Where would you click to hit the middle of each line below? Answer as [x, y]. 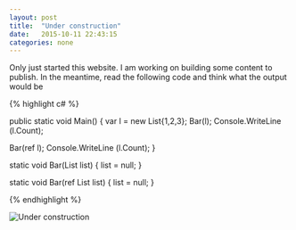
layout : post [33, 17]
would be [26, 86]
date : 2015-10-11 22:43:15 [63, 34]
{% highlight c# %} [44, 104]
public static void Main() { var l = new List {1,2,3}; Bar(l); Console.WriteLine [145, 121]
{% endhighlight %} [45, 200]
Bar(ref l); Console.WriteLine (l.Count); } [82, 148]
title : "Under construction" [66, 26]
